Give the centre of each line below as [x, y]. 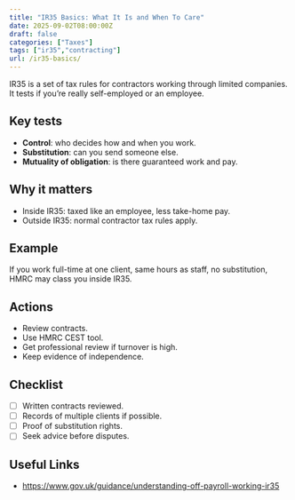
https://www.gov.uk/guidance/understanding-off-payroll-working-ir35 [151, 486]
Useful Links [44, 464]
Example [34, 248]
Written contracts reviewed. [73, 406]
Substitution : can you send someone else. [100, 152]
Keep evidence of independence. [83, 357]
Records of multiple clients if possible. [92, 416]
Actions [31, 307]
